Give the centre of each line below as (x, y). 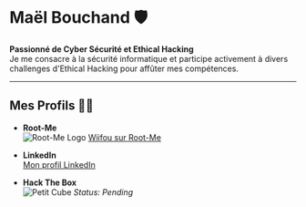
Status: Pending (103, 191)
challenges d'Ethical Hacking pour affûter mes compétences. (124, 68)
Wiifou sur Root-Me (125, 137)
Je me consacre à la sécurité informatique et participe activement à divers (149, 58)
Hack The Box (50, 182)
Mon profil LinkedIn (59, 164)
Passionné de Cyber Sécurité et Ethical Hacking (102, 49)
